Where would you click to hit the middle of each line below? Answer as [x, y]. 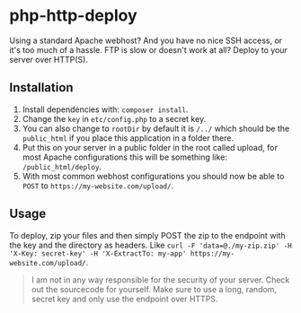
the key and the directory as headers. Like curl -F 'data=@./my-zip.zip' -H [150, 245]
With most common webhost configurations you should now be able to [153, 176]
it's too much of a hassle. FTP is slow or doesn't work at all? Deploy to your [148, 49]
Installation [41, 87]
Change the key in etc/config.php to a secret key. [114, 118]
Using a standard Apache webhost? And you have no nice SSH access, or [146, 40]
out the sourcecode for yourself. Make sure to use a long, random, [154, 289]
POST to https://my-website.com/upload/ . [97, 186]
